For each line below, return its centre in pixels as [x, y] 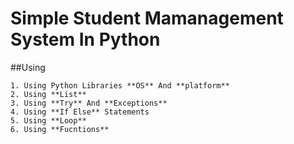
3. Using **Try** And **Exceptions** [89, 103]
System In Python [85, 39]
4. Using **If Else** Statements [80, 112]
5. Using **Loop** [48, 120]
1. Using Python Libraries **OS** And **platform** [120, 85]
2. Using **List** [48, 94]
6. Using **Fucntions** [60, 129]
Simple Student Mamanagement [147, 18]
